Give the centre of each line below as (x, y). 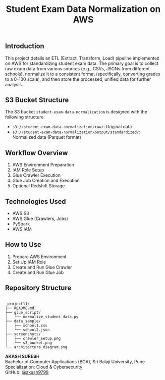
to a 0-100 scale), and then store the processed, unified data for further (78, 79)
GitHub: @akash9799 (27, 372)
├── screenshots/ (23, 334)
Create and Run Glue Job (38, 272)
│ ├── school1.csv (27, 326)
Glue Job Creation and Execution (46, 181)
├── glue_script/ (23, 312)
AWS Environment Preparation (43, 165)
